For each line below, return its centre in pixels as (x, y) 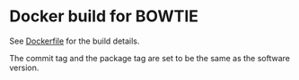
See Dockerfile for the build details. (75, 41)
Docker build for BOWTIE (104, 16)
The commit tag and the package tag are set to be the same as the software (149, 58)
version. (24, 68)
